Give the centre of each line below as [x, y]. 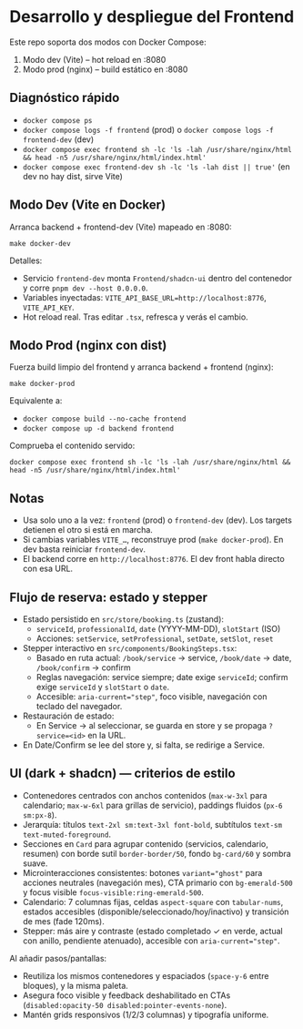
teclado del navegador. [79, 706]
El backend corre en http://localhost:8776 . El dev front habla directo [153, 559]
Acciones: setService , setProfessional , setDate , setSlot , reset [155, 638]
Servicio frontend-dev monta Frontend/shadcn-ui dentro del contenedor [157, 278]
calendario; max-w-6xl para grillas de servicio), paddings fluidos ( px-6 [153, 805]
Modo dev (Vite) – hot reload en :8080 [94, 59]
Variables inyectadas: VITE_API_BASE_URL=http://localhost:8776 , [144, 297]
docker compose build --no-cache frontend [104, 419]
